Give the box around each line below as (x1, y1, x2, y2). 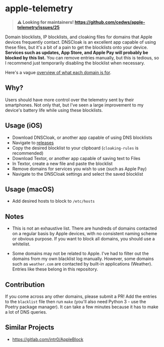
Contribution (5, 280, 45, 289)
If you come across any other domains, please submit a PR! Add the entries (5, 294, 157, 299)
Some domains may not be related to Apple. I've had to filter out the (12, 251, 149, 257)
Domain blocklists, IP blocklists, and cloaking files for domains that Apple (5, 34, 153, 40)
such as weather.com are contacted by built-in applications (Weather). (12, 261, 153, 267)
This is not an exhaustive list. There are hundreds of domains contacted (12, 225, 157, 231)
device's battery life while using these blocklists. (5, 107, 103, 113)
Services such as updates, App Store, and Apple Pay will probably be (5, 50, 148, 55)
